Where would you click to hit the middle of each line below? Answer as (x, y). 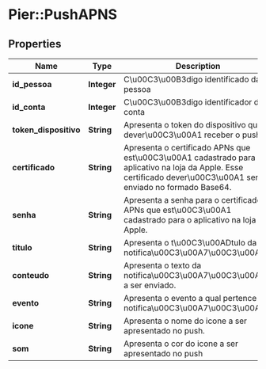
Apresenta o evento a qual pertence (190, 298)
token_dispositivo (46, 130)
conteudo (31, 275)
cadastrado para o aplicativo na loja (190, 220)
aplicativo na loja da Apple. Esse (184, 167)
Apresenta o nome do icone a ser (186, 321)
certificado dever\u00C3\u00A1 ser (191, 177)
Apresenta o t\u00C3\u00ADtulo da (190, 243)
